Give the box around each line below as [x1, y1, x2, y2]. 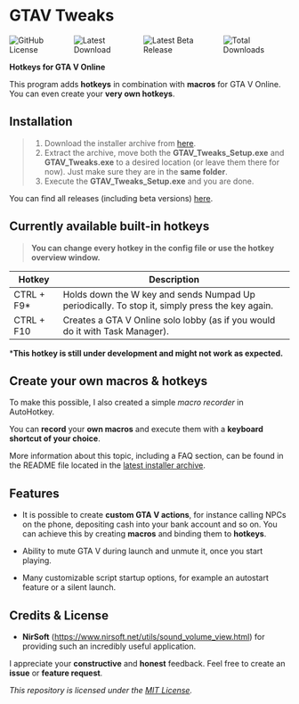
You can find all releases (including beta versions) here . [9, 192, 214, 203]
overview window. [30, 251, 101, 263]
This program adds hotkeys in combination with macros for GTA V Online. [9, 78, 281, 89]
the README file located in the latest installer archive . [9, 460, 206, 471]
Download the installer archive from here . [44, 137, 197, 148]
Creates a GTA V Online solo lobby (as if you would [62, 314, 276, 326]
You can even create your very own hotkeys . [9, 88, 175, 99]
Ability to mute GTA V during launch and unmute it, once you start [21, 545, 263, 557]
